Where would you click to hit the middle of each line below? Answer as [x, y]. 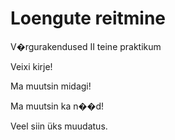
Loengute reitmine [88, 18]
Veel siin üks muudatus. [59, 126]
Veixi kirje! [31, 66]
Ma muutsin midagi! [51, 86]
